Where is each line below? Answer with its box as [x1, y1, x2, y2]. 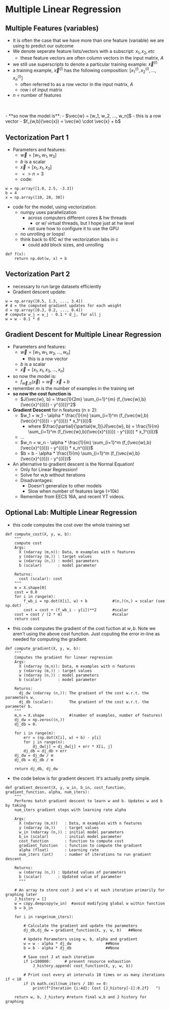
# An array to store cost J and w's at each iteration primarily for [14, 887, 165, 892]
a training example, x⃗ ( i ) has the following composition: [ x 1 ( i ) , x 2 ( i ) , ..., [12, 66, 157, 74]
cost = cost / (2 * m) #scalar [14, 612, 129, 617]
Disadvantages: [20, 477, 53, 483]
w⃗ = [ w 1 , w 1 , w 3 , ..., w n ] [20, 349, 71, 357]
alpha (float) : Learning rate [18, 847, 99, 853]
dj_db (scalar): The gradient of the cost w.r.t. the [18, 699, 149, 704]
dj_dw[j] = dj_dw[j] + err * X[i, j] [32, 744, 113, 749]
